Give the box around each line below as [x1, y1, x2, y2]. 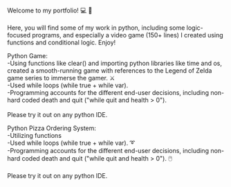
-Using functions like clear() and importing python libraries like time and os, [7, 59, 223, 67]
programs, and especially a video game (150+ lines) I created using [32, 31, 223, 39]
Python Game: [7, 52, 48, 60]
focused [7, 31, 31, 39]
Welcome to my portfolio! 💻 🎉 [7, 6, 93, 15]
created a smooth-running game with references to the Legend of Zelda [7, 66, 212, 75]
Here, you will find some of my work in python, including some [7, 24, 185, 32]
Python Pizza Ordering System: [7, 124, 97, 132]
